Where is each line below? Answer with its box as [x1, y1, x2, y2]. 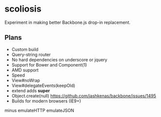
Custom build [11, 46, 38, 52]
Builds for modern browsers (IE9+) [11, 98, 81, 104]
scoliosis [4, 3, 42, 15]
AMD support [11, 67, 39, 73]
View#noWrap [11, 77, 40, 83]
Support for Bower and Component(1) [11, 62, 87, 67]
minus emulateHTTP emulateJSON [4, 107, 74, 113]
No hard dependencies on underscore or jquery [11, 57, 107, 63]
